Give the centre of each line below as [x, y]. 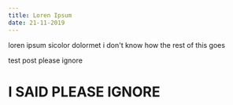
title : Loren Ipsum [40, 15]
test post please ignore [45, 60]
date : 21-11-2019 [37, 23]
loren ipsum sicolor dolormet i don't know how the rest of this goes [117, 45]
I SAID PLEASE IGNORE [84, 92]
